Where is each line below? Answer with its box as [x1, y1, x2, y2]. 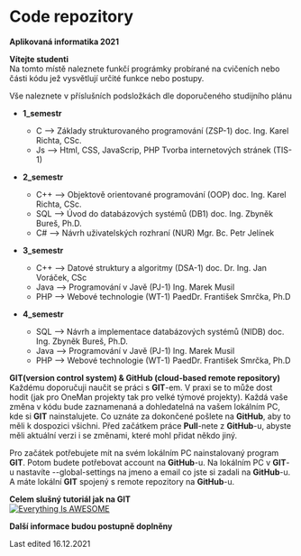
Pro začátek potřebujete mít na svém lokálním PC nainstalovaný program [9, 447, 279, 458]
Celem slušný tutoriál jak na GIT [9, 494, 131, 505]
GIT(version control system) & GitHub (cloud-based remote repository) [9, 372, 281, 383]
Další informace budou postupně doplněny [9, 521, 173, 532]
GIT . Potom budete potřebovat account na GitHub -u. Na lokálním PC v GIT [9, 457, 287, 468]
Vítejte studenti [9, 53, 69, 64]
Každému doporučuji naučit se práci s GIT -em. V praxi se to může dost [9, 382, 273, 393]
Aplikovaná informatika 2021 [9, 36, 120, 47]
